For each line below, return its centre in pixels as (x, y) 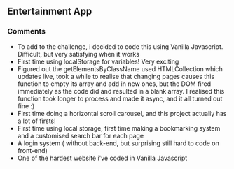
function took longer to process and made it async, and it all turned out (120, 98)
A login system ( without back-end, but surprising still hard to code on (118, 143)
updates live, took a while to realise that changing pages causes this (116, 76)
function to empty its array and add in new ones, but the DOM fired (114, 84)
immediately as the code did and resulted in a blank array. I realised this (121, 91)
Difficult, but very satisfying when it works (78, 54)
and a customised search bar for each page (81, 135)
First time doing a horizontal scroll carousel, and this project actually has (122, 113)
